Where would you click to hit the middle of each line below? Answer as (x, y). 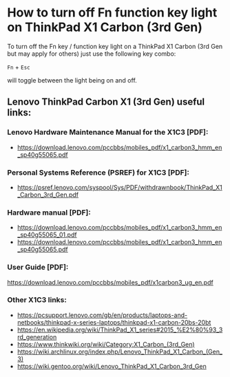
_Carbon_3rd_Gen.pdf (48, 195)
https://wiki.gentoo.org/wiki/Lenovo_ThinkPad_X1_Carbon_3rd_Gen (112, 366)
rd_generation (37, 337)
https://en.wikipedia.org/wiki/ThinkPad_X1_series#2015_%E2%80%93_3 (120, 330)
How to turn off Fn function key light (112, 13)
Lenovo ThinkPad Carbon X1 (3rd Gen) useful (106, 102)
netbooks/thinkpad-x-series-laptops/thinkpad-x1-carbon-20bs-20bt (114, 322)
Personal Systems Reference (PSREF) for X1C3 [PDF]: (98, 172)
